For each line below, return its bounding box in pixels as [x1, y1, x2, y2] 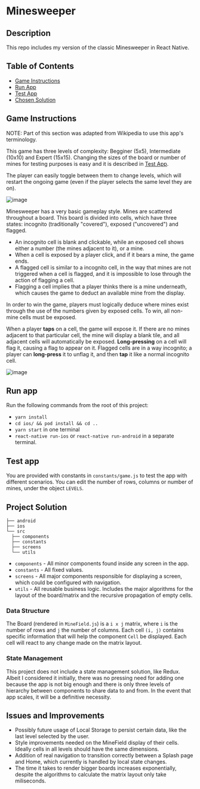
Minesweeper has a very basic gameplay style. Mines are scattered [6, 208, 173, 215]
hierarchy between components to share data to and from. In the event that [6, 687, 191, 694]
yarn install [14, 414, 48, 420]
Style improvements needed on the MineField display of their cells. [14, 739, 179, 746]
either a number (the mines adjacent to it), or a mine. [14, 244, 144, 252]
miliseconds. [14, 777, 47, 785]
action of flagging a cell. [14, 277, 75, 284]
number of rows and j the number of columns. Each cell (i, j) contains [6, 627, 184, 634]
